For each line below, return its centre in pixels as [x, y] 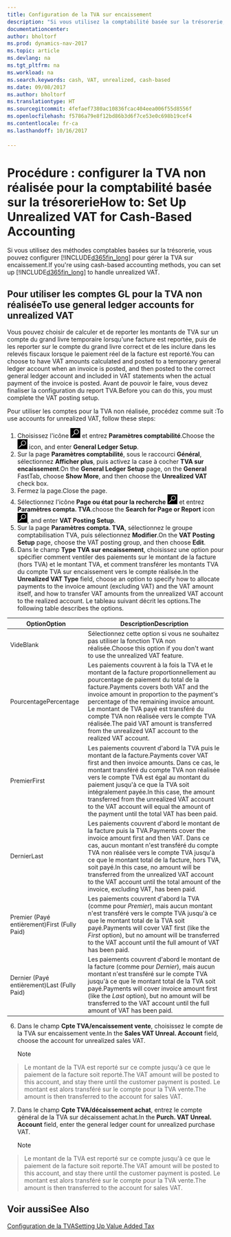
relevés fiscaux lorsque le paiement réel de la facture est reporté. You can [111, 354]
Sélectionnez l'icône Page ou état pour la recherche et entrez [111, 502]
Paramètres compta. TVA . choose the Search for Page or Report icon [116, 509]
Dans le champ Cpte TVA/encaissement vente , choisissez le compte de [120, 1026]
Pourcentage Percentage [45, 701]
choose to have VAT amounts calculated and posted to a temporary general [114, 361]
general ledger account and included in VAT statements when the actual [109, 376]
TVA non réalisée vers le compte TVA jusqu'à [151, 852]
